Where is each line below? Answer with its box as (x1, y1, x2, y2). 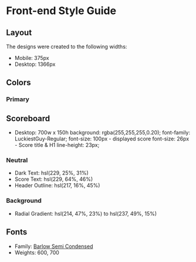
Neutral (6, 156, 28, 164)
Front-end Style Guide (6, 4, 116, 18)
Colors (6, 78, 31, 88)
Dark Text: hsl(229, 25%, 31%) (14, 169, 89, 177)
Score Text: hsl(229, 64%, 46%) (14, 176, 93, 183)
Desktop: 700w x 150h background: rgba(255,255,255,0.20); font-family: (14, 129, 191, 136)
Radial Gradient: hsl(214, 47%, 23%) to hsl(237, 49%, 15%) (14, 210, 157, 217)
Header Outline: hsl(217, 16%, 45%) (14, 182, 100, 189)
